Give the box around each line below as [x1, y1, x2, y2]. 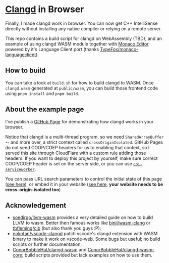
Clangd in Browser [5, 4, 84, 15]
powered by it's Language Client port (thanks [5, 46, 99, 52]
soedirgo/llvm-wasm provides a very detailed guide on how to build [12, 214, 153, 221]
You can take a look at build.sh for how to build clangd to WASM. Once [5, 79, 154, 85]
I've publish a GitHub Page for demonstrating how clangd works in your [5, 118, 154, 124]
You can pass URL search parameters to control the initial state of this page [5, 176, 162, 182]
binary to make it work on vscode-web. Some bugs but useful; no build [12, 236, 160, 242]
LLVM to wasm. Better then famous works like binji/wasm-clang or [12, 220, 151, 226]
